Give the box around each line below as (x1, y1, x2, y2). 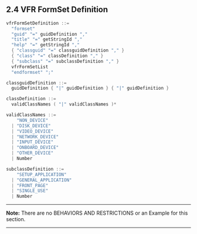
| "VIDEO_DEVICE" (11, 128, 54, 134)
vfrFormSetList (11, 64, 49, 70)
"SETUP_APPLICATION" (16, 171, 67, 178)
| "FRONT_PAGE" (11, 182, 49, 188)
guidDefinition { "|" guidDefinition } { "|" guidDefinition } (11, 85, 169, 91)
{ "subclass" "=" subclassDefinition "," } (11, 58, 119, 64)
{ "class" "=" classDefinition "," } (11, 53, 104, 59)
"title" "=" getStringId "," (11, 36, 83, 43)
